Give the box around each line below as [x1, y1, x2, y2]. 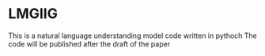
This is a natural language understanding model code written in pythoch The [8, 31, 257, 40]
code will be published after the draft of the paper [8, 39, 171, 48]
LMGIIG [8, 5, 58, 23]
